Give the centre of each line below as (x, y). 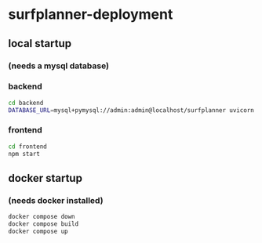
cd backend (26, 103)
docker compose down (42, 217)
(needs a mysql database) (59, 66)
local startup (40, 44)
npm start (24, 154)
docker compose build (44, 224)
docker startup (45, 178)
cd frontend (27, 147)
